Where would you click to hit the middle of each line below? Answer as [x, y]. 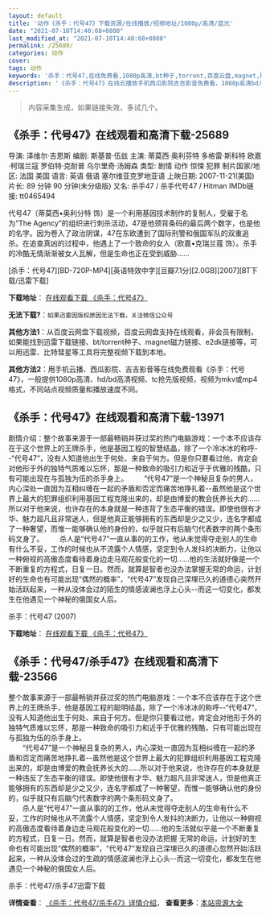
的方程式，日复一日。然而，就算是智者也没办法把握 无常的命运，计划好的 [129, 838]
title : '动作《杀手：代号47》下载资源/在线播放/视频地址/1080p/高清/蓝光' [121, 23]
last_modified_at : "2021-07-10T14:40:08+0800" [88, 38]
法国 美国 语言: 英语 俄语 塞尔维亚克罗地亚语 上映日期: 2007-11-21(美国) [137, 176]
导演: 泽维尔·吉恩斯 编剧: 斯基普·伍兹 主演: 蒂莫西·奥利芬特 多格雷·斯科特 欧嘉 [135, 156]
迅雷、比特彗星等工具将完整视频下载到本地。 [96, 352]
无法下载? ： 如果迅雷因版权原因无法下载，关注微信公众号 [91, 315]
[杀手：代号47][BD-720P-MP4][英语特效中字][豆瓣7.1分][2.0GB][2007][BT [130, 271]
